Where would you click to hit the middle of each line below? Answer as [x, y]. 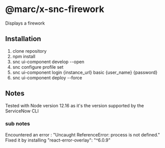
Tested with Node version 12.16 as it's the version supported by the [75, 105]
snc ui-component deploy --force [47, 78]
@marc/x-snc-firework [55, 9]
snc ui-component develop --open [48, 62]
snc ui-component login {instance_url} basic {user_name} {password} [85, 72]
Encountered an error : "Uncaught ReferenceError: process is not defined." [82, 134]
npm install [24, 56]
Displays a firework [25, 23]
